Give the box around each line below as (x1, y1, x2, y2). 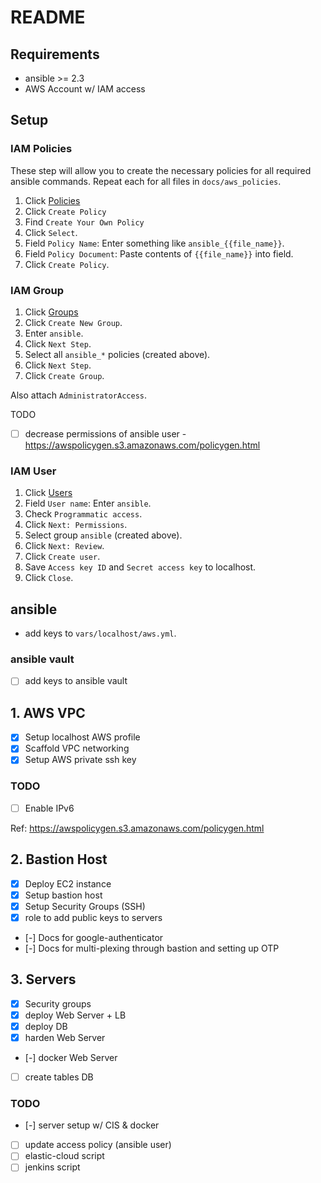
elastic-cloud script (24, 1150, 105, 1162)
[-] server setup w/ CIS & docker (24, 1119, 160, 1131)
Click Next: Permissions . (24, 519, 128, 531)
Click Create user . (24, 551, 101, 563)
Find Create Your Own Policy (24, 216, 145, 228)
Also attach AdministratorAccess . (10, 389, 148, 401)
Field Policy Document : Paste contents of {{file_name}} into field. (24, 247, 294, 260)
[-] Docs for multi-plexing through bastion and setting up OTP (24, 942, 280, 954)
